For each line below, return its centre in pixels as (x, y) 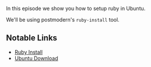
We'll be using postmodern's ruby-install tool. (63, 20)
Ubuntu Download (36, 58)
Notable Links (31, 38)
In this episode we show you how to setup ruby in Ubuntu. (76, 8)
